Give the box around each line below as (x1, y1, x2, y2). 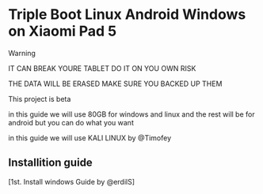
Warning (8, 48, 36, 58)
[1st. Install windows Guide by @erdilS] (8, 177, 135, 186)
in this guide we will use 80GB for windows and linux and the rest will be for (8, 109, 255, 119)
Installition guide (8, 156, 93, 170)
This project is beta (8, 94, 71, 103)
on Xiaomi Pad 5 (8, 22, 117, 40)
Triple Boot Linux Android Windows (8, 6, 246, 24)
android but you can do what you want (8, 118, 135, 127)
